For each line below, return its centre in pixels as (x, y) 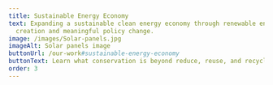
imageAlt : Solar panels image (60, 46)
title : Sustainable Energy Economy (69, 16)
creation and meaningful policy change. (85, 31)
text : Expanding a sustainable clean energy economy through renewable (132, 23)
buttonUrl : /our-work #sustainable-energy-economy (94, 53)
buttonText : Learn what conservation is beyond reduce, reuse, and (125, 62)
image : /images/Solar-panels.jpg (65, 38)
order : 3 (23, 69)
